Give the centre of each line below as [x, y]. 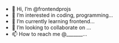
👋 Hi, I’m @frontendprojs [41, 9]
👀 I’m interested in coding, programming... [62, 15]
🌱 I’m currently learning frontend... [53, 21]
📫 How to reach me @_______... [50, 34]
